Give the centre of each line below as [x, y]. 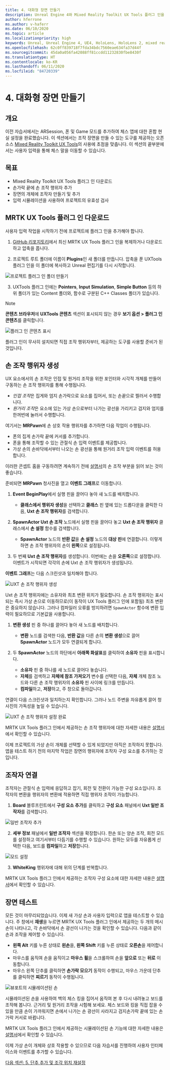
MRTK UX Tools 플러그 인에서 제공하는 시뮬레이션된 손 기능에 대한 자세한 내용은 [84, 1028]
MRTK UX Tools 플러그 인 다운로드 [57, 218]
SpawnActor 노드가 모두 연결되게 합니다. [61, 642]
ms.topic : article [25, 34]
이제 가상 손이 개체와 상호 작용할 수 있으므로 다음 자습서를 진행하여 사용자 [77, 1046]
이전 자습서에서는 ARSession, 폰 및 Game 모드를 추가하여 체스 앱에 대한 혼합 [81, 131]
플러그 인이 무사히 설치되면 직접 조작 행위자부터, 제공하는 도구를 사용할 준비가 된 [84, 342]
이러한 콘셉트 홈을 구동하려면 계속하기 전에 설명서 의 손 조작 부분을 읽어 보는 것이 [84, 466]
